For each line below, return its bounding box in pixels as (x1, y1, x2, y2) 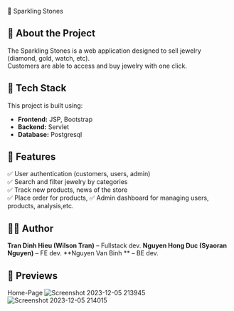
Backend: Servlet (17, 122, 70, 131)
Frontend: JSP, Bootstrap (17, 115, 93, 123)
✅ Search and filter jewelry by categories (7, 178, 128, 186)
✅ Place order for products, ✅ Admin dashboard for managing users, (7, 193, 209, 203)
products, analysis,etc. (7, 202, 74, 210)
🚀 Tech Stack (7, 82, 67, 94)
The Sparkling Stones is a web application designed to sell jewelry (7, 46, 201, 55)
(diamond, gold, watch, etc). (7, 53, 90, 62)
